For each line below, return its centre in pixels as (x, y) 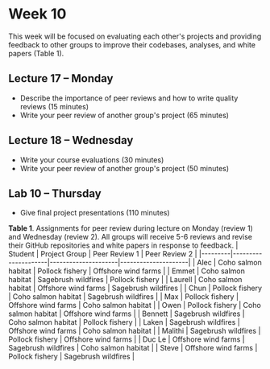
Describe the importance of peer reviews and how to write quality (129, 98)
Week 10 (37, 14)
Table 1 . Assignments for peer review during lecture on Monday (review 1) (131, 228)
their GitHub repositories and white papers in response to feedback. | (123, 245)
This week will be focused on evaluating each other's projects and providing (135, 36)
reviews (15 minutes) (54, 106)
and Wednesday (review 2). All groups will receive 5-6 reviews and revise (130, 237)
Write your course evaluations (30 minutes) (92, 160)
